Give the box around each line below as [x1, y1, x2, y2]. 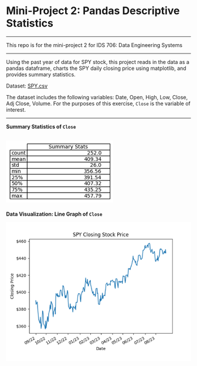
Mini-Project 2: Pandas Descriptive [6, 4, 180, 18]
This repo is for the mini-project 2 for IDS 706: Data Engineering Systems [6, 41, 183, 48]
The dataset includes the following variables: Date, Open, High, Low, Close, [6, 93, 188, 100]
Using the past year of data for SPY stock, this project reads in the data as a [6, 58, 189, 65]
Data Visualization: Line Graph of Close [6, 210, 103, 217]
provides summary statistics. [6, 70, 76, 78]
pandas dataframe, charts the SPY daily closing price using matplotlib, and [6, 65, 186, 72]
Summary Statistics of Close [6, 123, 76, 130]
